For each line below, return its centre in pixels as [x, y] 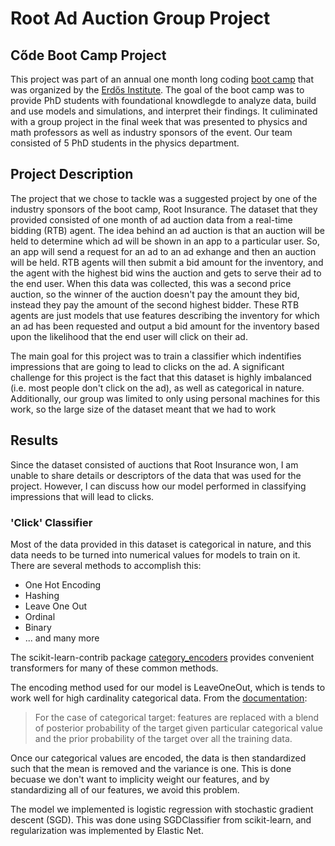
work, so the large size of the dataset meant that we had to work [143, 409]
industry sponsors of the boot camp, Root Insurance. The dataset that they [164, 209]
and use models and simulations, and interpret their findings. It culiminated [164, 111]
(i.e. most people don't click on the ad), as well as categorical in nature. [157, 388]
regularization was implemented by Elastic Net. [107, 830]
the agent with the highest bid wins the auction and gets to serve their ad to [166, 273]
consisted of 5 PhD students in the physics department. [125, 143]
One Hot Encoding [63, 584]
